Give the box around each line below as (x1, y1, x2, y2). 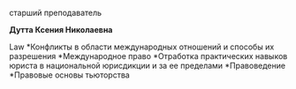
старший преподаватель (9, 8, 102, 18)
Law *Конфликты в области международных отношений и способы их (9, 41, 275, 52)
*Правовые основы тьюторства (9, 70, 130, 80)
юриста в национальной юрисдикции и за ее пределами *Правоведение (9, 61, 285, 70)
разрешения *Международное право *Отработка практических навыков (9, 51, 288, 61)
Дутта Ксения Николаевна (9, 25, 113, 34)
